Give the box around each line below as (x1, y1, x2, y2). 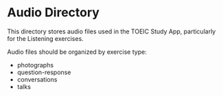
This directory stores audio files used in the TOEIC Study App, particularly (7, 27, 216, 35)
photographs (16, 61, 54, 69)
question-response (16, 68, 71, 76)
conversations (16, 75, 58, 83)
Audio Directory (7, 5, 99, 20)
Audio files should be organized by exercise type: (7, 48, 148, 56)
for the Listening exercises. (7, 34, 84, 42)
